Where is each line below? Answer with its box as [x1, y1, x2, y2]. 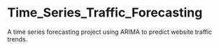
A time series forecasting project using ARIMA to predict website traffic [7, 28, 213, 36]
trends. [7, 35, 28, 43]
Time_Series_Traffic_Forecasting [7, 5, 203, 21]
